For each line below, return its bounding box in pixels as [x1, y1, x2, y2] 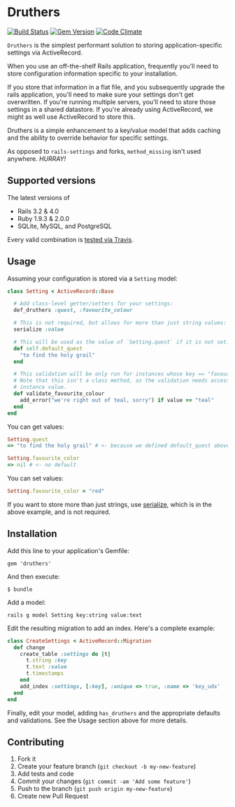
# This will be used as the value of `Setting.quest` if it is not [13, 338, 215, 345]
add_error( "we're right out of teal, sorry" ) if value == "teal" [20, 397, 215, 403]
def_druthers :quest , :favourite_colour [13, 307, 133, 314]
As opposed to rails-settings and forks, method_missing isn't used [7, 147, 201, 155]
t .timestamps [25, 670, 64, 677]
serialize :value [13, 326, 64, 333]
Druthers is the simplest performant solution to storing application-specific [7, 41, 222, 49]
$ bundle [7, 585, 33, 593]
